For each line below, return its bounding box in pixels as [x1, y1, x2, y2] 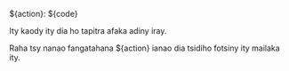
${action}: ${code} [9, 9, 78, 19]
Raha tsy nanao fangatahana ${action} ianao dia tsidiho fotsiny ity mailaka [9, 43, 280, 53]
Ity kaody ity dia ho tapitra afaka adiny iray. [9, 26, 167, 35]
